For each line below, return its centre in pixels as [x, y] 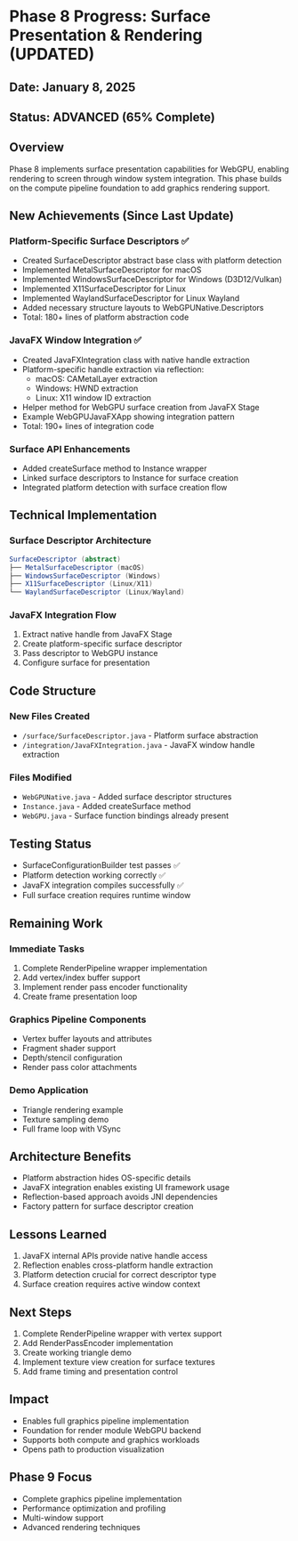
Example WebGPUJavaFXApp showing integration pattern [129, 417]
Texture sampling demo [65, 1119]
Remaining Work [56, 923]
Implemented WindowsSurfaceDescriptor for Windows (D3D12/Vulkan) [152, 280]
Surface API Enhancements [70, 449]
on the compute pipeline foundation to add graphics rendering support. [140, 188]
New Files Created [50, 716]
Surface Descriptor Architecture [81, 540]
